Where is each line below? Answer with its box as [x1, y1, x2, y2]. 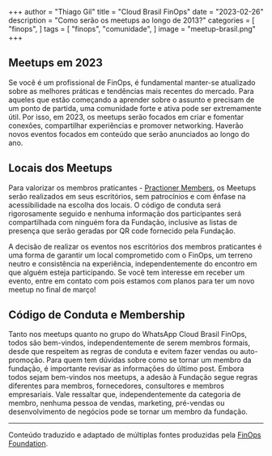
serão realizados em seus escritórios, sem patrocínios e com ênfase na [8, 191, 246, 201]
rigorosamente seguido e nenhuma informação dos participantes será [8, 208, 241, 218]
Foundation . [8, 439, 49, 449]
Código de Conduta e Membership [8, 308, 185, 322]
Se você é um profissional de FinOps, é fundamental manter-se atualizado [8, 77, 256, 87]
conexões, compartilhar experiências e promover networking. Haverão [8, 121, 244, 130]
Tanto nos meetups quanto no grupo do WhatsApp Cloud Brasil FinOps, [8, 330, 247, 339]
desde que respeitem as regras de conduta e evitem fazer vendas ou [8, 347, 239, 356]
